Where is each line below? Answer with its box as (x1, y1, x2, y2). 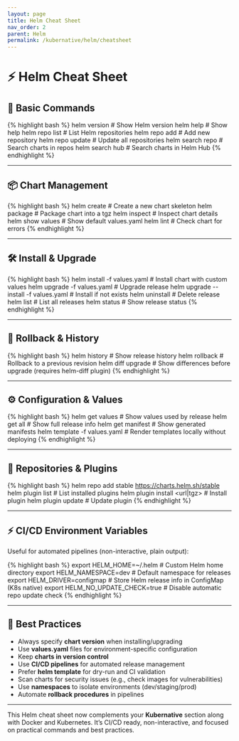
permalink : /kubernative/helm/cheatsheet (7, 37, 132, 44)
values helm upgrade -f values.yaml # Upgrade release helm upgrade (7, 282, 211, 291)
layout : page (7, 10, 46, 18)
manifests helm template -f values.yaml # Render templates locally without (7, 427, 226, 436)
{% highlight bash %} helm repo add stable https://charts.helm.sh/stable (7, 481, 221, 490)
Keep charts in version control (17, 652, 109, 661)
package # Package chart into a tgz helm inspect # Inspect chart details (7, 209, 218, 218)
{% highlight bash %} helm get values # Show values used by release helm (7, 412, 228, 421)
